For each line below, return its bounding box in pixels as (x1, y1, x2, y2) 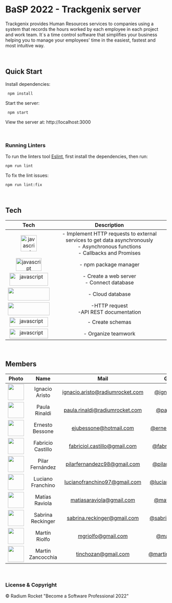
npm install (7, 91, 33, 96)
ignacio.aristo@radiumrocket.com (62, 388, 144, 395)
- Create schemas (87, 318, 132, 325)
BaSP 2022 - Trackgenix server (5, 4, 141, 15)
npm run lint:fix (5, 182, 42, 188)
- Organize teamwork (83, 330, 136, 337)
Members (5, 360, 37, 369)
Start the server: (5, 100, 40, 106)
